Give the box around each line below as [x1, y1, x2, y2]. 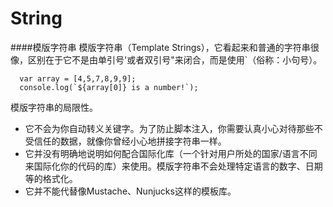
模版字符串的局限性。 [10, 101, 98, 113]
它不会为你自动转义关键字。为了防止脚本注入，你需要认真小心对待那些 [24, 122, 315, 134]
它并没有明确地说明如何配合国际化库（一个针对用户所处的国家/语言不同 [24, 147, 318, 159]
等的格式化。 [24, 172, 78, 184]
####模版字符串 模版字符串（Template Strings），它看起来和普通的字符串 [10, 41, 311, 53]
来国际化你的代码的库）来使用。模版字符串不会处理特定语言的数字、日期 [24, 160, 323, 172]
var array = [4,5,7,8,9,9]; [19, 73, 137, 84]
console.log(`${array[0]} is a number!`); [19, 82, 199, 92]
